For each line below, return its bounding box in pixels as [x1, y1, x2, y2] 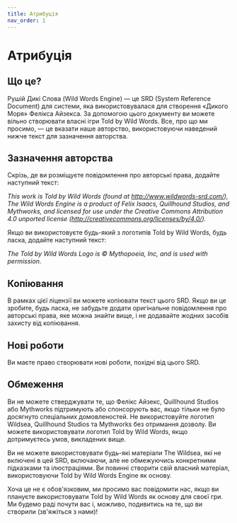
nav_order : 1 [7, 17, 46, 24]
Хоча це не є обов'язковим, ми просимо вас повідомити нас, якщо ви [7, 485, 219, 493]
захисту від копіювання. [7, 319, 81, 327]
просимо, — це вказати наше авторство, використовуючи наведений [7, 124, 218, 133]
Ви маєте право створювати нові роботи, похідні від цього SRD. [7, 358, 200, 366]
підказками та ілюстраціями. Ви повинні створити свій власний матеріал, [7, 464, 230, 472]
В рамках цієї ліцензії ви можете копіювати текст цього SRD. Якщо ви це [7, 296, 226, 305]
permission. [7, 257, 42, 266]
